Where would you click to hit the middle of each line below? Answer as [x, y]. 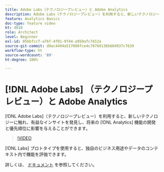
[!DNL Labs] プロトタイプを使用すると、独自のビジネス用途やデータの [75, 148]
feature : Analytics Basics [32, 19]
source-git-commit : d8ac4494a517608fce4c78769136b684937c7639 [70, 46]
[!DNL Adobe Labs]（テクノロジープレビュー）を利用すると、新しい [73, 116]
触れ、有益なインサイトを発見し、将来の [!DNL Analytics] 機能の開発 [87, 122]
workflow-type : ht [24, 50]
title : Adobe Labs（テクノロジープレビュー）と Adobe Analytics [66, 10]
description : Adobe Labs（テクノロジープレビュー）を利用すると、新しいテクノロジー [82, 14]
